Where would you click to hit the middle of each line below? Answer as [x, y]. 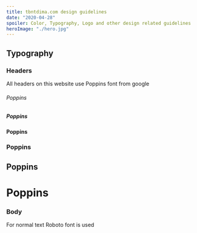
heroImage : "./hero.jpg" [38, 29]
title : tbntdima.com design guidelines [57, 12]
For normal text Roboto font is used [50, 225]
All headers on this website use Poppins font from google [78, 84]
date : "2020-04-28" [31, 18]
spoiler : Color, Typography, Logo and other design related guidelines [98, 23]
